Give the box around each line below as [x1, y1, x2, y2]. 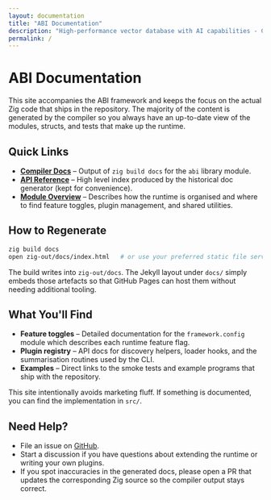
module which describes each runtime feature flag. [19, 338, 190, 348]
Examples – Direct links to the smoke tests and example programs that [19, 364, 256, 373]
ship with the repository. [19, 372, 101, 381]
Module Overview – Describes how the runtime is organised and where [19, 192, 258, 202]
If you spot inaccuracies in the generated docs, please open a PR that [19, 467, 252, 477]
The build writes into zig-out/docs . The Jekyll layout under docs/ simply [8, 267, 248, 277]
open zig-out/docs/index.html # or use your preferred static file [8, 252, 248, 260]
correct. [19, 484, 47, 494]
